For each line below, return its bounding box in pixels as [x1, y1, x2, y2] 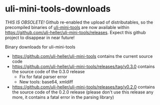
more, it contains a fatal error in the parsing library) [12, 94, 114, 100]
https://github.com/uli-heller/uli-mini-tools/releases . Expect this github [5, 29, 146, 35]
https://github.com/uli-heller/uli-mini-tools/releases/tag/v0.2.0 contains [12, 84, 155, 90]
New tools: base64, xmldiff [19, 79, 73, 85]
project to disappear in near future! [5, 35, 75, 40]
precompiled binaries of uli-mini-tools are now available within [5, 24, 129, 30]
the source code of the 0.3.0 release [12, 68, 85, 74]
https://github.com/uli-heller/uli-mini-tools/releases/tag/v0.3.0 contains [12, 64, 155, 69]
